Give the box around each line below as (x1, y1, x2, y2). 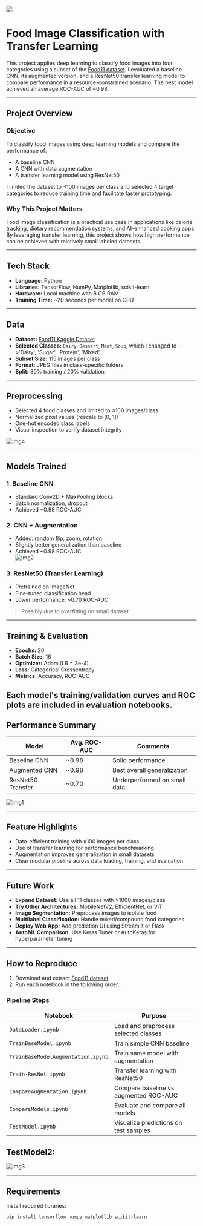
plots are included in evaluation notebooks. (6, 699, 173, 710)
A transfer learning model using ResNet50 (14, 171, 120, 179)
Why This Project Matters (6, 205, 83, 213)
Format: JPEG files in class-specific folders (14, 361, 124, 369)
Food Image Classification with (6, 27, 165, 41)
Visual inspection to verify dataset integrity (14, 426, 122, 433)
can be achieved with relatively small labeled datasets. (6, 237, 142, 245)
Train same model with (114, 1049, 179, 1058)
